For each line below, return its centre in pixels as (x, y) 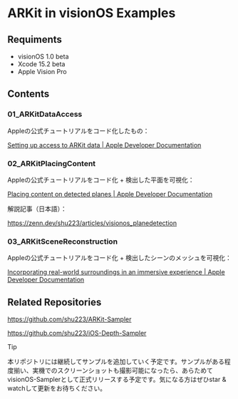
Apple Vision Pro (42, 72)
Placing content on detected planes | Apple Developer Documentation (110, 194)
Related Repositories (55, 302)
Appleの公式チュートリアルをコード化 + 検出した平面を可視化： (101, 180)
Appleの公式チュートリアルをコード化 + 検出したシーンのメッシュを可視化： (119, 258)
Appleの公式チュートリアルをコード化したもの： (78, 130)
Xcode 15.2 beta (41, 64)
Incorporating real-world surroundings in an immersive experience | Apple (117, 272)
